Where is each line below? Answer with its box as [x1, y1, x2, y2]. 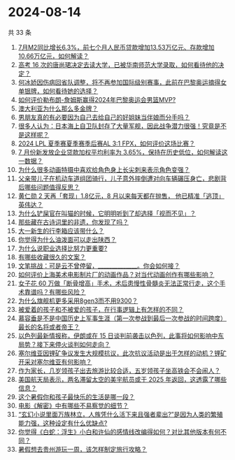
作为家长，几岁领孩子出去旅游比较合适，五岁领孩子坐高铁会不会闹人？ [17, 366, 221, 375]
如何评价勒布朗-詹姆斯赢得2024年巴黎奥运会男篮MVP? [17, 95, 176, 103]
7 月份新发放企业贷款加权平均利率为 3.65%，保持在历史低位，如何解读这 [17, 148, 228, 156]
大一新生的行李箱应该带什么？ [17, 227, 104, 235]
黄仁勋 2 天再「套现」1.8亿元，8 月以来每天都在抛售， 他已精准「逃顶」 [17, 192, 225, 200]
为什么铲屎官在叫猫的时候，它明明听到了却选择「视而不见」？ [17, 209, 197, 217]
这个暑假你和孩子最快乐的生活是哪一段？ [17, 392, 135, 401]
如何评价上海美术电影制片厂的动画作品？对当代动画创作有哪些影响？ [17, 270, 215, 278]
